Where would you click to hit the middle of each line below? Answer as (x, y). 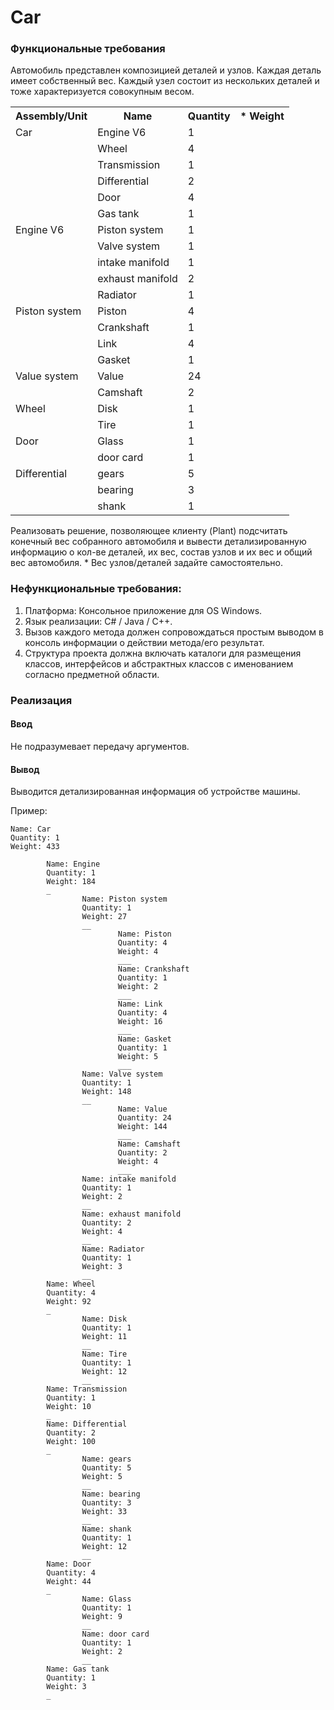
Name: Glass (106, 1599)
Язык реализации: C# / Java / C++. (98, 621)
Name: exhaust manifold (131, 1214)
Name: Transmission (87, 1389)
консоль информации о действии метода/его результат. (144, 642)
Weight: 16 (140, 1022)
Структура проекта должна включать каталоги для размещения (163, 653)
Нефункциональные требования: (96, 589)
